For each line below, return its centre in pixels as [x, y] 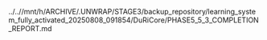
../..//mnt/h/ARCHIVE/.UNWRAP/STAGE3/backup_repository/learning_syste [132, 12]
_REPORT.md [30, 28]
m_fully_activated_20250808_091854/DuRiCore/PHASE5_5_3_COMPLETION [133, 20]
